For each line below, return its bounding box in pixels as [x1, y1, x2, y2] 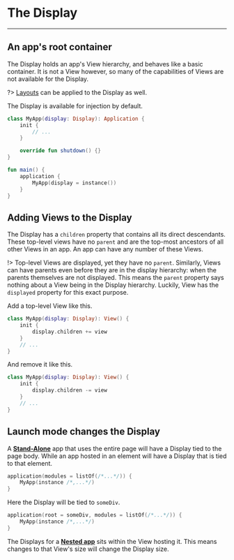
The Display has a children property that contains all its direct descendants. [7, 230, 226, 239]
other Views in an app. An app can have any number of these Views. [7, 245, 204, 253]
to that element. [7, 459, 53, 467]
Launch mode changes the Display [7, 426, 160, 438]
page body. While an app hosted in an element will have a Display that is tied [7, 452, 227, 460]
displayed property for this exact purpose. [7, 288, 129, 297]
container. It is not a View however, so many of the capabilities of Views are [7, 67, 224, 75]
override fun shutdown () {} [19, 147, 101, 154]
